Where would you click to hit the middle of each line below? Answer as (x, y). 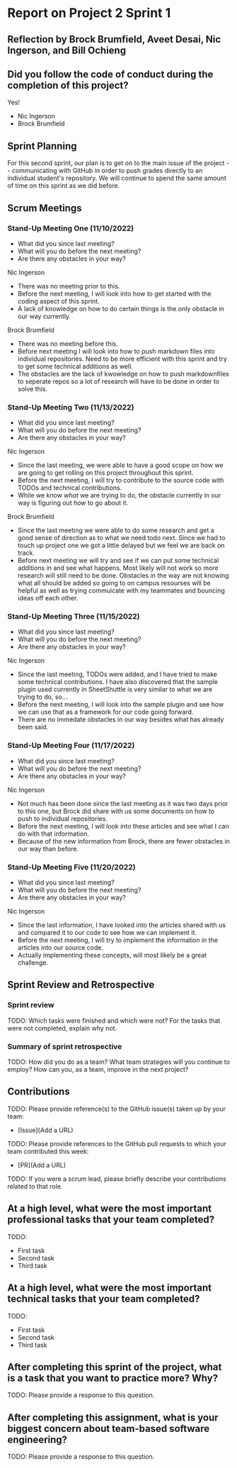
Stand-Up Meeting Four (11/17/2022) (71, 746)
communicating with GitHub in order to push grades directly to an (107, 171)
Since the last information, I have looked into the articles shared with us (122, 925)
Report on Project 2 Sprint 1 (89, 13)
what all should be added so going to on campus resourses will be (114, 583)
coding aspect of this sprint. (59, 301)
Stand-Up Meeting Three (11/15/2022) (74, 617)
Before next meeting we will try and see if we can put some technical (118, 561)
